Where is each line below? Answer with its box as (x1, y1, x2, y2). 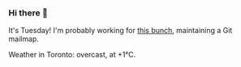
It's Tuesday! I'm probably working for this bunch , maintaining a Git (8, 26, 233, 36)
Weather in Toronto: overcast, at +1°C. (8, 50, 136, 60)
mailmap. (8, 34, 39, 44)
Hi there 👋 (8, 7, 49, 19)
